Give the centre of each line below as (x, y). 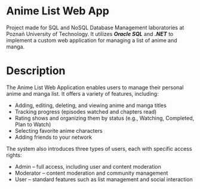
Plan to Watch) (33, 124)
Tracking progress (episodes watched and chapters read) (86, 111)
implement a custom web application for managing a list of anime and (92, 40)
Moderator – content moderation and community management (91, 173)
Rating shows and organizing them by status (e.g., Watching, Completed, (104, 118)
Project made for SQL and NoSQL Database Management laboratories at (95, 28)
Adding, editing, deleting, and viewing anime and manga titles (91, 105)
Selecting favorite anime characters (59, 130)
